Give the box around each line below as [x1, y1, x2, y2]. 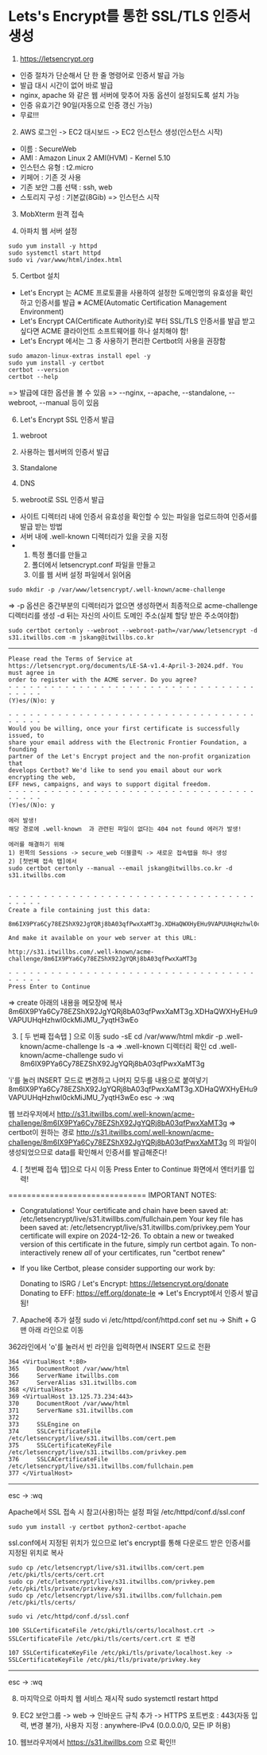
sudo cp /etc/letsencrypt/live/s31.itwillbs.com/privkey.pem [8, 1578, 215, 1585]
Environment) [19, 306, 64, 316]
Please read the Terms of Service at [8, 654, 133, 663]
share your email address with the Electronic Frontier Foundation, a [8, 738, 247, 747]
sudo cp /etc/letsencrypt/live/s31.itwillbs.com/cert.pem [8, 1563, 204, 1572]
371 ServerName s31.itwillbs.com [8, 1406, 133, 1414]
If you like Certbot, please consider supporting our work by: [19, 1263, 216, 1273]
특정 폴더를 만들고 [31, 550, 87, 560]
